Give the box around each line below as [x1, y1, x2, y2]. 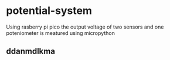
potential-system [6, 4, 93, 17]
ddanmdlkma [6, 47, 56, 57]
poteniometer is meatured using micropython [6, 29, 115, 36]
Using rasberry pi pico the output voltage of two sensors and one [6, 23, 164, 30]
